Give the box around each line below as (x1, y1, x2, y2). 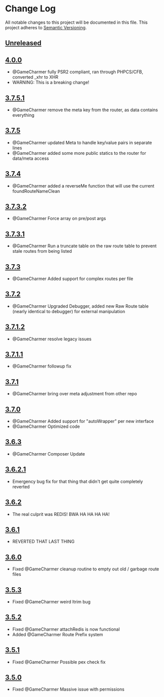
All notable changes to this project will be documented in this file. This (5, 19, 148, 25)
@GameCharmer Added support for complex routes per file (12, 276, 133, 282)
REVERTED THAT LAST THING (12, 539, 75, 545)
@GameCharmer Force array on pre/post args (12, 216, 106, 222)
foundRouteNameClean (12, 188, 60, 194)
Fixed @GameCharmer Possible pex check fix (12, 659, 106, 665)
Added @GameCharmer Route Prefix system (12, 631, 103, 637)
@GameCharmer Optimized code (12, 423, 80, 429)
